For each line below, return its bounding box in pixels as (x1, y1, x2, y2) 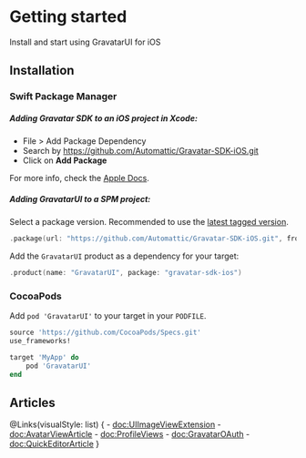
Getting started (9, 6, 127, 27)
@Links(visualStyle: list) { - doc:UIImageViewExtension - (9, 419, 221, 430)
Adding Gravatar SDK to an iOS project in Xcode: (9, 112, 199, 124)
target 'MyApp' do (9, 352, 79, 361)
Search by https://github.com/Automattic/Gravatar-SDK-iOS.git (22, 146, 260, 157)
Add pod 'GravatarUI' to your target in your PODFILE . (9, 310, 207, 321)
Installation (9, 63, 75, 78)
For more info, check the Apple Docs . (9, 173, 150, 184)
